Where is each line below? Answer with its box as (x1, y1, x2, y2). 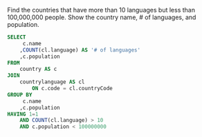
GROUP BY (7, 91, 33, 98)
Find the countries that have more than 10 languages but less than (7, 6, 196, 14)
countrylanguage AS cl (19, 78, 85, 85)
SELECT (7, 34, 26, 41)
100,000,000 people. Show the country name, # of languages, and (7, 13, 196, 21)
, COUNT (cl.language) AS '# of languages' (19, 46, 140, 54)
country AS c (19, 65, 57, 73)
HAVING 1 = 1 (7, 110, 39, 118)
